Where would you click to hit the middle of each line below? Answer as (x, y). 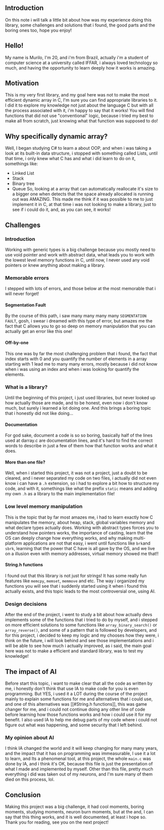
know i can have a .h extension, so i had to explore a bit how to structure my (82, 484)
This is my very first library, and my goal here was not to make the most (77, 95)
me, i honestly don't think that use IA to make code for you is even (72, 688)
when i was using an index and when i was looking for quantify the (72, 369)
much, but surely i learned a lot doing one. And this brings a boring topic (78, 408)
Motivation (22, 83)
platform (13, 543)
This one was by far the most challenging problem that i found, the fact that (81, 353)
